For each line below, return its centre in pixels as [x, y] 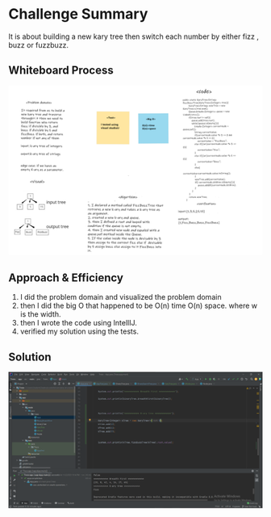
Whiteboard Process [61, 71]
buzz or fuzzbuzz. [39, 44]
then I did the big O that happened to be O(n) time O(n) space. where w [139, 306]
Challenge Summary [78, 14]
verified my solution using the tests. [79, 331]
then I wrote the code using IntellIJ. [78, 323]
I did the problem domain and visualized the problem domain [121, 297]
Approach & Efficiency [66, 277]
